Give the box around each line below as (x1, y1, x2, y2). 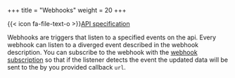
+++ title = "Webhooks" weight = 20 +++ (7, 6, 127, 14)
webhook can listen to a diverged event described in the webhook (7, 41, 199, 48)
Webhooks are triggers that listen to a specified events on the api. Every (7, 33, 217, 41)
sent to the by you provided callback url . (7, 63, 127, 71)
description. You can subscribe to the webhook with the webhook (7, 48, 198, 56)
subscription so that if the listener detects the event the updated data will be (7, 56, 229, 64)
